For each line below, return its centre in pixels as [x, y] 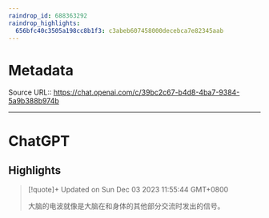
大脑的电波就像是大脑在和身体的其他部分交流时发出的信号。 [126, 206]
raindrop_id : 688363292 [48, 16]
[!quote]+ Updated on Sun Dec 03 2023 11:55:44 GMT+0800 [128, 190]
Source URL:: [30, 92]
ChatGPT [39, 141]
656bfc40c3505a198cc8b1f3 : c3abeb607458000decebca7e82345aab [120, 30]
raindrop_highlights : [44, 23]
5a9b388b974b [34, 101]
